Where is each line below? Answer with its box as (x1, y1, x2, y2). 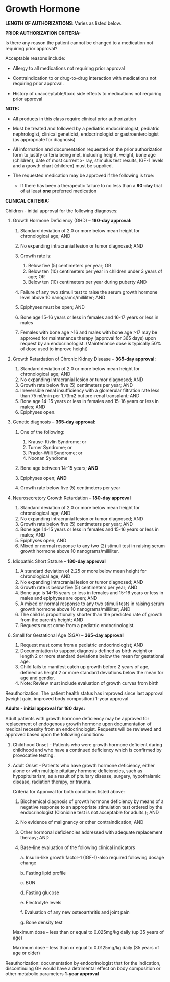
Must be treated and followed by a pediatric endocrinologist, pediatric (12, 125, 160, 131)
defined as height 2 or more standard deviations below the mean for (20, 669, 164, 675)
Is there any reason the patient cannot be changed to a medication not (5, 39, 154, 46)
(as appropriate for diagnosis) (12, 136, 76, 142)
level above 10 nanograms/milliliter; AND (20, 294, 106, 300)
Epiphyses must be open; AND (20, 304, 85, 310)
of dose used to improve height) (20, 346, 88, 352)
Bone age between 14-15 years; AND (20, 465, 99, 471)
